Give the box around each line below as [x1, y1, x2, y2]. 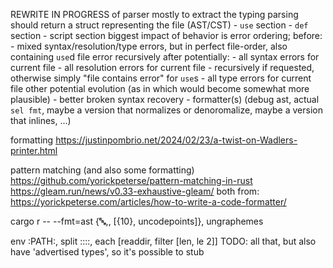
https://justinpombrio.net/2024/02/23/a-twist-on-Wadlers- [55, 134, 298, 146]
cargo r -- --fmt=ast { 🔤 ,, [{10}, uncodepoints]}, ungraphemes [10, 215, 264, 227]
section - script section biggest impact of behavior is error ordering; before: [10, 30, 323, 41]
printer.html [10, 145, 58, 156]
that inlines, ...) [10, 115, 72, 126]
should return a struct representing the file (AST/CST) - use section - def [10, 19, 309, 31]
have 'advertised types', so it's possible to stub [10, 246, 205, 258]
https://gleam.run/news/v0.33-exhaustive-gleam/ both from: [10, 185, 260, 197]
